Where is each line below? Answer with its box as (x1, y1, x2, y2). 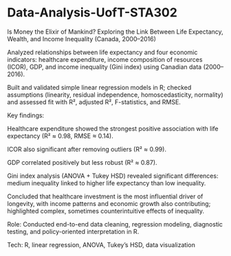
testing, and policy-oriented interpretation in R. (7, 227, 140, 235)
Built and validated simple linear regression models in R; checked (7, 83, 192, 91)
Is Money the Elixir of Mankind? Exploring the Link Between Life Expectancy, (7, 27, 223, 36)
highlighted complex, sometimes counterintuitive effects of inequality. (7, 207, 205, 215)
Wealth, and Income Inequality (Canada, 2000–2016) (7, 34, 157, 43)
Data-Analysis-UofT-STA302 (7, 5, 177, 21)
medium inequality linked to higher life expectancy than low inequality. (7, 178, 206, 187)
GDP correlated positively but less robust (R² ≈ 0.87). (7, 158, 157, 166)
